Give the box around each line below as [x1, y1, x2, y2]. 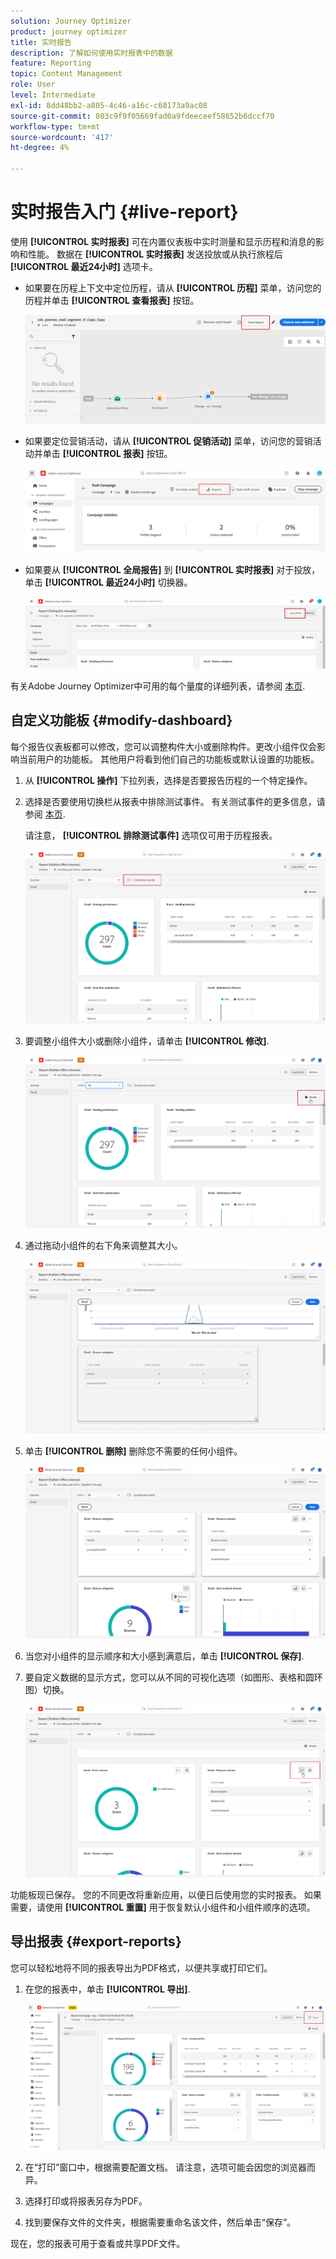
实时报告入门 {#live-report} [10, 201, 239, 224]
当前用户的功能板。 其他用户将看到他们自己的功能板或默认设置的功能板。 [18, 753, 320, 765]
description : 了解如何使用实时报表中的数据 [10, 48, 173, 58]
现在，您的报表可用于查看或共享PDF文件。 [10, 2237, 186, 2249]
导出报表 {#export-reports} [10, 1933, 182, 1950]
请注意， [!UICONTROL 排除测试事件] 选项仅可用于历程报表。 [24, 829, 278, 841]
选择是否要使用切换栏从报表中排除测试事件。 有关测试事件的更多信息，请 [24, 795, 326, 807]
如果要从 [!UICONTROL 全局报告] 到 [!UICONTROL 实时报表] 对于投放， [24, 563, 321, 575]
